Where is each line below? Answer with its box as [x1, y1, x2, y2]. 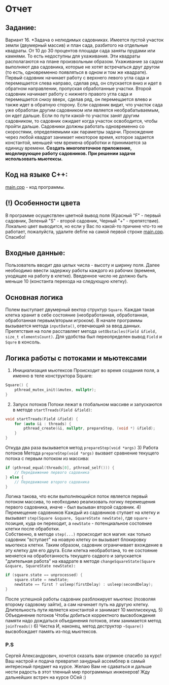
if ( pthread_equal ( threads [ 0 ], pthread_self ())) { [5, 465, 115, 471]
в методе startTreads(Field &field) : [12, 407, 92, 413]
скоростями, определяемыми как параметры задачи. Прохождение [5, 129, 154, 135]
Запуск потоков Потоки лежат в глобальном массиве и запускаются [12, 401, 162, 407]
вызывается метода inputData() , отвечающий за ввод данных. [5, 323, 141, 329]
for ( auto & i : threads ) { [14, 421, 72, 426]
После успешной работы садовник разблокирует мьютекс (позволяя [5, 596, 156, 602]
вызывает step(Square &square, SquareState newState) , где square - [5, 515, 151, 521]
